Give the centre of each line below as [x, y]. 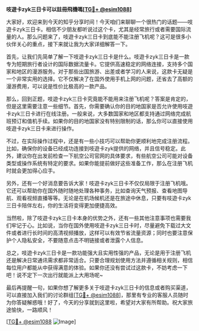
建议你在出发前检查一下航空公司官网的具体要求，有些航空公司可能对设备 [105, 156]
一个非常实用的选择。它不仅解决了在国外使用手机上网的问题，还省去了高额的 [99, 79]
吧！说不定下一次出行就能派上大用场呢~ [55, 275]
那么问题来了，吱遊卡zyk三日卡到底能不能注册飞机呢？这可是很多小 [109, 37]
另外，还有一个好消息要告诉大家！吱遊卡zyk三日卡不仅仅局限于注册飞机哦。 [99, 183]
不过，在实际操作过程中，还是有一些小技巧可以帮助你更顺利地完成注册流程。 [99, 141]
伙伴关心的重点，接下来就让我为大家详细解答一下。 [68, 44]
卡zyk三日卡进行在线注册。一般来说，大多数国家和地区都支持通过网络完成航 [99, 114]
